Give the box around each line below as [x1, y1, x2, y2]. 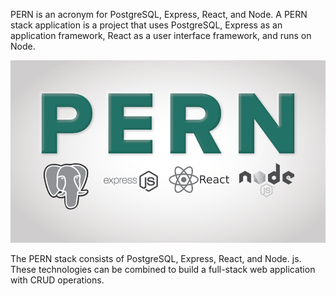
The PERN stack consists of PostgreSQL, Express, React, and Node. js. [10, 253, 302, 265]
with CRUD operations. [10, 274, 105, 286]
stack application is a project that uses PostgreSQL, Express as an [10, 19, 283, 31]
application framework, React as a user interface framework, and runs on [10, 30, 312, 41]
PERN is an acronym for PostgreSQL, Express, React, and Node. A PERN [10, 9, 308, 20]
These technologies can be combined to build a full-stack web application [10, 264, 316, 276]
